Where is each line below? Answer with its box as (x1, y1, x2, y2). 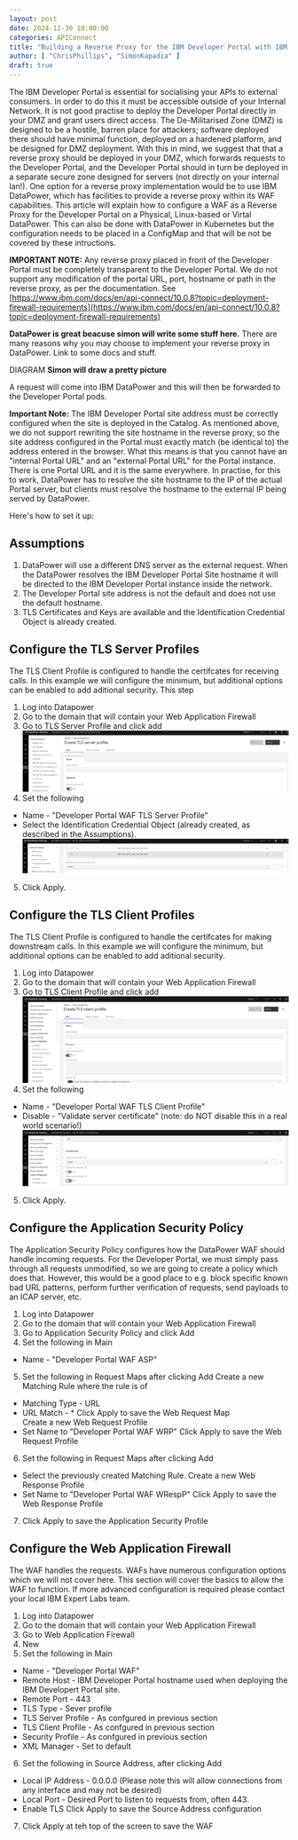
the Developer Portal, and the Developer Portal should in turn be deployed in (9, 162, 288, 172)
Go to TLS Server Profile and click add (21, 720, 162, 731)
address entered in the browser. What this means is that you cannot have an (9, 446, 287, 456)
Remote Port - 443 (21, 1694, 91, 1704)
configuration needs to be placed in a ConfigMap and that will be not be (9, 228, 272, 239)
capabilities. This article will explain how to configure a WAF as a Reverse (9, 200, 278, 210)
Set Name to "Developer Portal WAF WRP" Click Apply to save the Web (21, 1425, 282, 1437)
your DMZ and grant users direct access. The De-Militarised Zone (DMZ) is (9, 115, 284, 125)
